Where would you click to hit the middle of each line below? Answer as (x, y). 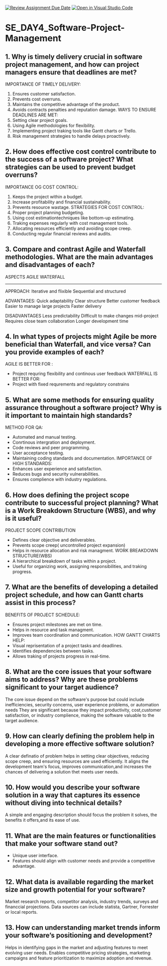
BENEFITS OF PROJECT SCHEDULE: (43, 615)
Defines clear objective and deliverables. (54, 540)
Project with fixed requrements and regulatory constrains (71, 384)
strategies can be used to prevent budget (70, 167)
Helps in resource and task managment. (53, 630)
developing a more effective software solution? (80, 744)
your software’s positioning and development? (79, 935)
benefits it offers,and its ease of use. (43, 820)
